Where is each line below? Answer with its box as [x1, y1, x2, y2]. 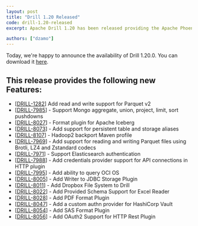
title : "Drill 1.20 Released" [6, 14, 81, 20]
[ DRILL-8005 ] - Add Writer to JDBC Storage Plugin [14, 175, 138, 182]
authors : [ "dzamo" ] [6, 36, 54, 42]
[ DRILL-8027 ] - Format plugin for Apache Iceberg [14, 119, 135, 126]
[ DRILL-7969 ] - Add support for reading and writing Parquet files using [14, 137, 187, 145]
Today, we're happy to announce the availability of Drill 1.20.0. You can [6, 52, 178, 59]
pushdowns [14, 113, 44, 120]
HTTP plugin [14, 163, 45, 170]
